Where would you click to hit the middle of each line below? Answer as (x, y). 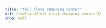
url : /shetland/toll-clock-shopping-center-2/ (53, 14)
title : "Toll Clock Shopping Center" (43, 9)
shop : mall (16, 18)
